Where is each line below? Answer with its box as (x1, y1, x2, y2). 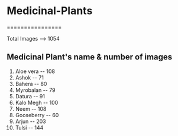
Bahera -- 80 (15, 80, 47, 87)
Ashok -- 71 (15, 74, 44, 81)
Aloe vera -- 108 (15, 68, 56, 75)
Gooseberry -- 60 (15, 111, 59, 118)
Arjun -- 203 (15, 118, 46, 125)
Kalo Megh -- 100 (15, 99, 59, 106)
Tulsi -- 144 (15, 124, 44, 131)
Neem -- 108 (15, 105, 47, 112)
